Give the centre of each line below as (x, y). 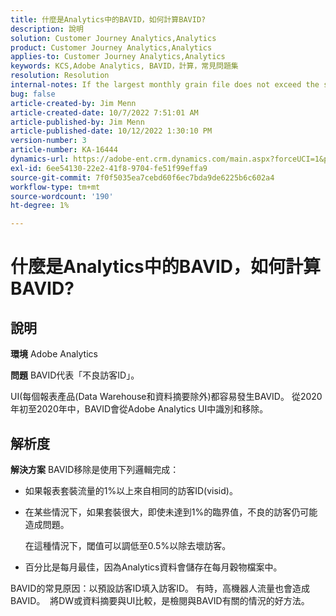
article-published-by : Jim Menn (77, 122)
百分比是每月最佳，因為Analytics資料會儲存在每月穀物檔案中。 (153, 567)
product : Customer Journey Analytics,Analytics (111, 47)
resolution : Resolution (60, 76)
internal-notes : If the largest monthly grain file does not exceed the (165, 85)
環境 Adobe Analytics (54, 354)
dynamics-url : (40, 159)
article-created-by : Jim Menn (73, 103)
